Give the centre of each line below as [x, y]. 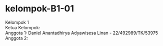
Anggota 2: [17, 38]
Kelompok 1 [17, 22]
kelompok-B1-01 [39, 9]
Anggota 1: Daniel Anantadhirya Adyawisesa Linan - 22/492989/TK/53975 [82, 33]
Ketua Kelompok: [23, 27]
